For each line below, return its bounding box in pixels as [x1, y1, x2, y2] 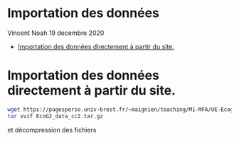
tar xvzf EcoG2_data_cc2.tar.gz [7, 113, 103, 120]
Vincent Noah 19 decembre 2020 [7, 28, 105, 37]
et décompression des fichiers [7, 125, 97, 134]
